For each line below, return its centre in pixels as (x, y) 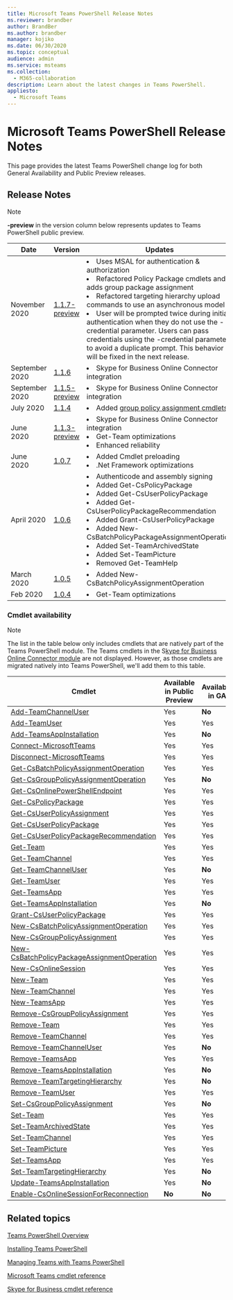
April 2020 (28, 520)
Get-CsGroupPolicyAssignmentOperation (78, 780)
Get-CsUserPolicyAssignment (60, 814)
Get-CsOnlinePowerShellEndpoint (67, 791)
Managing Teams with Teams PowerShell (66, 1262)
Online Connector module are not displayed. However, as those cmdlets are (115, 658)
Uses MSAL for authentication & (148, 261)
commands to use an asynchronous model (156, 305)
